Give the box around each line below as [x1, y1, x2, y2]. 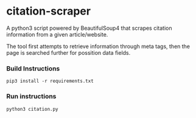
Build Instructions [6, 64, 60, 72]
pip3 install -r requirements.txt [6, 78, 94, 85]
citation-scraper [6, 4, 91, 18]
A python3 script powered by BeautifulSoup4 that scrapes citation [6, 24, 172, 32]
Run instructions [6, 92, 57, 101]
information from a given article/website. [6, 30, 108, 38]
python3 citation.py [6, 106, 59, 112]
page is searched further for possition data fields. [6, 49, 131, 56]
